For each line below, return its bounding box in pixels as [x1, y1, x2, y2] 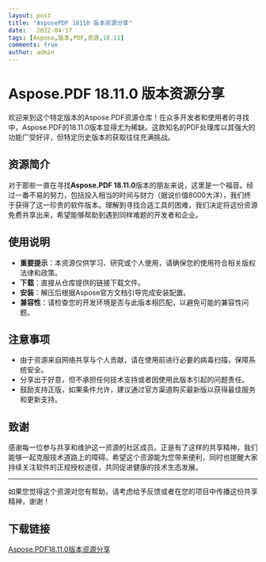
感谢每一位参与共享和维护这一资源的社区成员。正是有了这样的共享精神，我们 [8, 442, 258, 452]
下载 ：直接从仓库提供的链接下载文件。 [19, 278, 145, 287]
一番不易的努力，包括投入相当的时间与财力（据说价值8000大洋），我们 [14, 190, 245, 199]
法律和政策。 [19, 268, 62, 277]
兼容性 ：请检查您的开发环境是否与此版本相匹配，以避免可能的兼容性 [19, 298, 242, 307]
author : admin [8, 48, 55, 56]
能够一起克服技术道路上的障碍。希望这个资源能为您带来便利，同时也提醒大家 [8, 453, 258, 462]
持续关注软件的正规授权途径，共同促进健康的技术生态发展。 [8, 462, 203, 472]
